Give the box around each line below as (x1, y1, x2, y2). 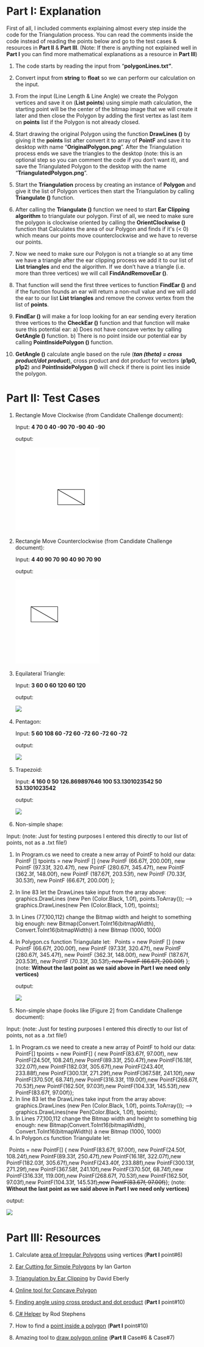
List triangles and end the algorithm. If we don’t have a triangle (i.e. (15, 263, 186, 270)
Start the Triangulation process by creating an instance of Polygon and (15, 181, 196, 188)
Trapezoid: (15, 766, 43, 773)
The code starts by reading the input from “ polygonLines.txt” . (15, 62, 173, 70)
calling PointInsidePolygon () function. (15, 338, 114, 346)
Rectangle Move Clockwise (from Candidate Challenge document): (15, 411, 184, 419)
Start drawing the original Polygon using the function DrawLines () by (15, 130, 191, 137)
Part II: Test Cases (6, 391, 101, 405)
